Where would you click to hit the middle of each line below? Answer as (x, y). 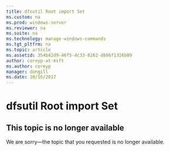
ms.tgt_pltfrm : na (28, 45)
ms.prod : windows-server (36, 22)
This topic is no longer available (65, 128)
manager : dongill (27, 72)
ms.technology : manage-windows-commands (56, 39)
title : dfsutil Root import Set (45, 11)
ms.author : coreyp (28, 66)
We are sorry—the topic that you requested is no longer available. (86, 142)
